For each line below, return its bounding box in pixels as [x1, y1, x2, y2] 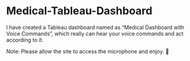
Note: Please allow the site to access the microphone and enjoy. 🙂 [6, 47, 170, 54]
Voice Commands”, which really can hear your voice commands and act [6, 30, 184, 37]
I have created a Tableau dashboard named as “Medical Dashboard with [6, 24, 185, 31]
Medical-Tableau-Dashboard [6, 4, 153, 18]
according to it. [6, 36, 44, 43]
